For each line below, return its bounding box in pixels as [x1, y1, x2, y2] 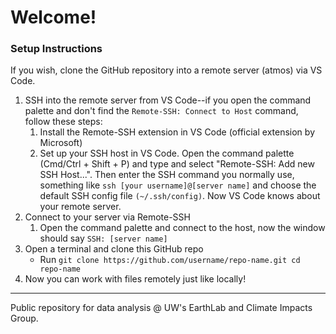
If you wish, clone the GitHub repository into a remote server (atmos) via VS [10, 64, 323, 76]
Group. [10, 312, 39, 325]
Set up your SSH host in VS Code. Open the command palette [39, 147, 295, 160]
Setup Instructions [10, 42, 103, 56]
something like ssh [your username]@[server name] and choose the [39, 179, 317, 191]
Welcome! [10, 6, 97, 29]
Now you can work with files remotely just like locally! [24, 273, 247, 285]
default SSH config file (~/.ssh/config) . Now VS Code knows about [39, 190, 321, 202]
